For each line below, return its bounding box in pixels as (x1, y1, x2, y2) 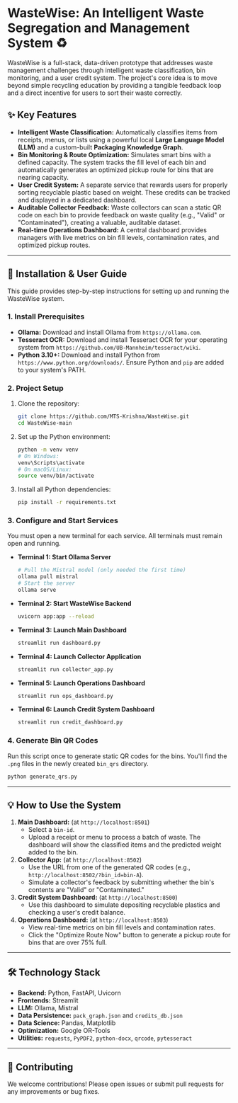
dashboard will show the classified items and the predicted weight (28, 840, 222, 849)
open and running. (7, 539, 62, 548)
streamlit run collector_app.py (17, 665, 113, 673)
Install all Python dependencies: (17, 485, 111, 493)
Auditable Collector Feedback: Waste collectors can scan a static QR (17, 203, 222, 212)
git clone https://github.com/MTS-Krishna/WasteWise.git (17, 413, 190, 421)
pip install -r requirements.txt (17, 499, 117, 506)
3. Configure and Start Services (7, 515, 118, 525)
